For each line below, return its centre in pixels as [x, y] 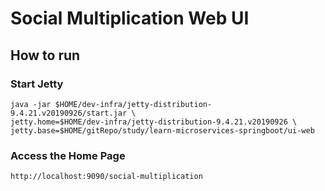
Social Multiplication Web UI [130, 18]
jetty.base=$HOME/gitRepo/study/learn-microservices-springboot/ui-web [162, 130]
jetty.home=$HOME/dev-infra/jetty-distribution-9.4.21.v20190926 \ [154, 122]
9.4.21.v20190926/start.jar [69, 113]
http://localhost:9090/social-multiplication [106, 177]
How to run [45, 55]
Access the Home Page [68, 155]
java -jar [31, 104]
